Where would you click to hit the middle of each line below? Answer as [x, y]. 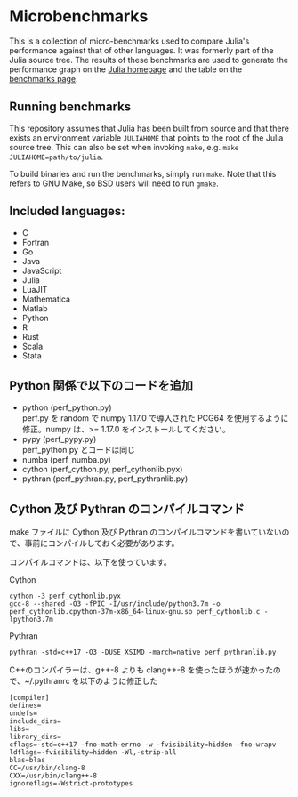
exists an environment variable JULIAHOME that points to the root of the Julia [146, 137]
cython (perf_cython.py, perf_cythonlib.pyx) [102, 470]
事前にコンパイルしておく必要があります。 [102, 543]
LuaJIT [35, 289]
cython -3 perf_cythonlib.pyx [65, 596]
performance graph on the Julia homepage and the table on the [126, 69]
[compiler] [29, 698]
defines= [25, 706]
